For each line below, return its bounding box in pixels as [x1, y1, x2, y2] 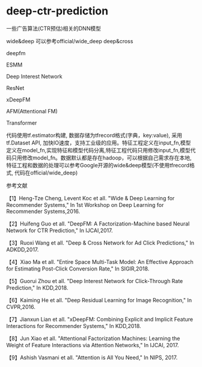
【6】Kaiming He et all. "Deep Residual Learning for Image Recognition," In [6, 296, 192, 303]
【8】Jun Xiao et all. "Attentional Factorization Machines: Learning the [6, 335, 180, 342]
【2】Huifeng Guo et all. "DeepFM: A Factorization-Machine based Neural [6, 220, 190, 227]
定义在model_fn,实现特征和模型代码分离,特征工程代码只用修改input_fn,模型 [6, 146, 191, 154]
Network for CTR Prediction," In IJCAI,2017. [6, 227, 113, 234]
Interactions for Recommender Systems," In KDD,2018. [6, 322, 141, 329]
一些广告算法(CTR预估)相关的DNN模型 [6, 25, 101, 32]
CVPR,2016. [6, 303, 36, 310]
